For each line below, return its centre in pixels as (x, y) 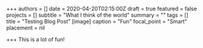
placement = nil (26, 28)
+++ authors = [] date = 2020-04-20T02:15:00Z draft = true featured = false (101, 9)
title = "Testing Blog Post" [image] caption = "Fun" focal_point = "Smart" (97, 21)
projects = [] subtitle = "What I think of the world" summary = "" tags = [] (98, 15)
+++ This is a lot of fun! (35, 39)
